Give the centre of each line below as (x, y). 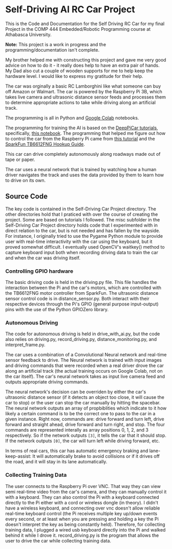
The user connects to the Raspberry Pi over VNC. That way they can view (83, 486)
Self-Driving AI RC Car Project (70, 9)
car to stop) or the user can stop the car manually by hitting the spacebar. (83, 403)
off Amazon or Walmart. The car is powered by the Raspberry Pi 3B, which (84, 91)
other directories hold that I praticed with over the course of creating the (82, 214)
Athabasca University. (29, 34)
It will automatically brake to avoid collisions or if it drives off (96, 456)
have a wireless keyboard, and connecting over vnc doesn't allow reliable (83, 508)
